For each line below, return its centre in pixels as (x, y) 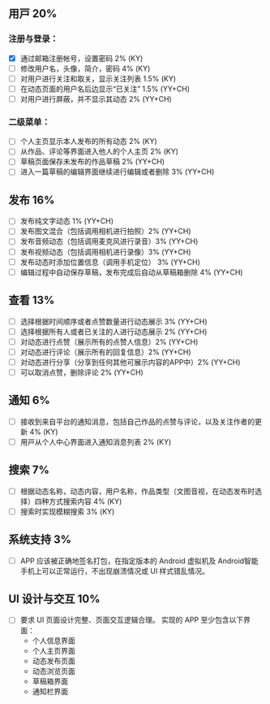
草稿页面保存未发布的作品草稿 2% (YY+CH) (92, 162)
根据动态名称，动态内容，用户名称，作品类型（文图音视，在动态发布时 (137, 491)
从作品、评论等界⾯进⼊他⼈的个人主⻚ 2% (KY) (99, 151)
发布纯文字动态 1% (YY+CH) (67, 221)
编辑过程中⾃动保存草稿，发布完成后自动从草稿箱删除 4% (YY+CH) (131, 272)
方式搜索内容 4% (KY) (85, 501)
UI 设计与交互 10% (54, 599)
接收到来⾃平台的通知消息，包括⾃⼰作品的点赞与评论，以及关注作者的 (137, 421)
